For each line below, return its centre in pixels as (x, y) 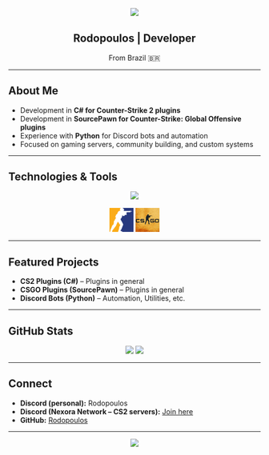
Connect (30, 384)
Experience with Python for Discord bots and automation (114, 135)
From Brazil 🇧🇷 (134, 58)
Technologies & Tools (63, 177)
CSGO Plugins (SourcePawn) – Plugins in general (102, 290)
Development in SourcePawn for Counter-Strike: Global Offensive (130, 118)
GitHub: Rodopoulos (54, 420)
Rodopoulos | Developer (134, 39)
